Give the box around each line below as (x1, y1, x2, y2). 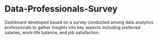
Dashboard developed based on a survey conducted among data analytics (4, 19, 154, 25)
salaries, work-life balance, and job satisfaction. (4, 29, 100, 35)
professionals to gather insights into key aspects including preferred (4, 24, 141, 30)
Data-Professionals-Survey (4, 3, 118, 14)
